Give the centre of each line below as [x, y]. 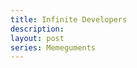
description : [37, 29]
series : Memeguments [53, 47]
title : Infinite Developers [69, 19]
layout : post [37, 38]
